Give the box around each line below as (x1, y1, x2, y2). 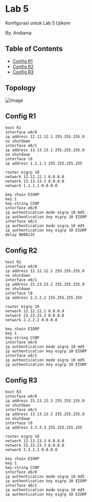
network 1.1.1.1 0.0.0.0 (5, 183, 58, 188)
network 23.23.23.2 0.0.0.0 (5, 313, 65, 318)
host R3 (5, 389, 22, 395)
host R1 (5, 125, 22, 130)
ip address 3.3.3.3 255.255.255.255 (5, 425, 82, 430)
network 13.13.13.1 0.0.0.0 (5, 179, 65, 184)
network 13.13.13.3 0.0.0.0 (5, 438, 65, 443)
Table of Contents (5, 44, 63, 53)
